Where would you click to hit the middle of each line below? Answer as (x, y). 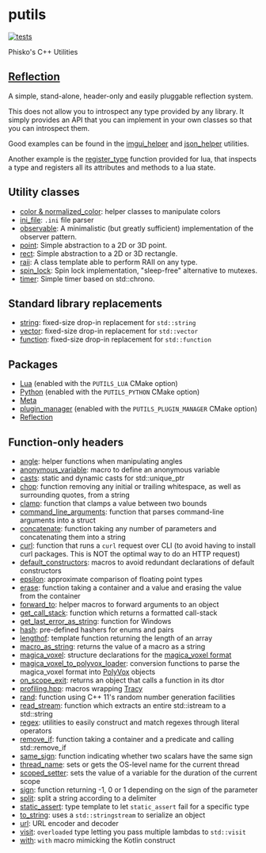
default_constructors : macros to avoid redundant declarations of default (137, 562)
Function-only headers (66, 442)
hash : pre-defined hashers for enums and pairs (97, 629)
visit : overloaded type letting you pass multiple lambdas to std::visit (133, 832)
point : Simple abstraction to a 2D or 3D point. (93, 245)
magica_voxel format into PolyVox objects (87, 672)
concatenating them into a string (73, 537)
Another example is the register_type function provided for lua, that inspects (133, 159)
